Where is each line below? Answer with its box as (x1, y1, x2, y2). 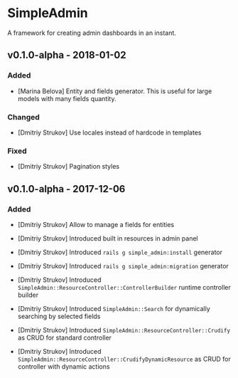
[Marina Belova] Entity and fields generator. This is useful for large (17, 87, 212, 95)
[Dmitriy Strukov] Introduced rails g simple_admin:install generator (17, 248, 222, 256)
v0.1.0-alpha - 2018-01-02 (7, 49, 126, 61)
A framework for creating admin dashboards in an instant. (7, 28, 176, 37)
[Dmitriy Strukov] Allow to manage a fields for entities (17, 220, 175, 229)
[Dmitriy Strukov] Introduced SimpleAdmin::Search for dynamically (17, 304, 211, 313)
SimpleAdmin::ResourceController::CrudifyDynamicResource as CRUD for (17, 355, 231, 363)
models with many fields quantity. (17, 94, 117, 103)
